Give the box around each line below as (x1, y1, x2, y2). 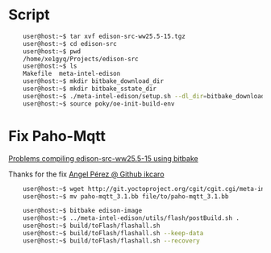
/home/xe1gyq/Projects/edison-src (23, 55, 139, 63)
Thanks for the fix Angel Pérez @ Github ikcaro (8, 169, 165, 179)
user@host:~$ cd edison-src (23, 39, 117, 48)
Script (8, 6, 50, 24)
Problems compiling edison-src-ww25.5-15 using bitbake (8, 153, 199, 163)
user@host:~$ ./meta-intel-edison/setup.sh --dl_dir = (23, 92, 207, 100)
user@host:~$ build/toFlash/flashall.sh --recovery (23, 236, 200, 245)
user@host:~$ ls (23, 62, 78, 70)
